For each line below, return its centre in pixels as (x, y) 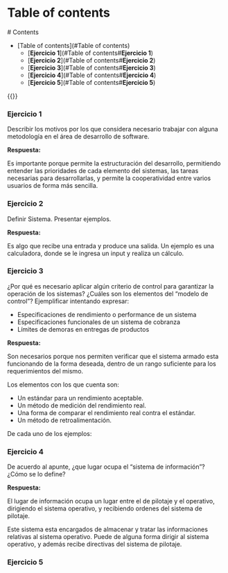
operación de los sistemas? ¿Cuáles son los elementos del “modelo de (108, 293)
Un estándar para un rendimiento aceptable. (80, 398)
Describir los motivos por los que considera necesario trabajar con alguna (113, 129)
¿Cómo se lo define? (36, 474)
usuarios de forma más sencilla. (53, 186)
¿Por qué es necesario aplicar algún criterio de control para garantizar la (111, 286)
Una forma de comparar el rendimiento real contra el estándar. (106, 412)
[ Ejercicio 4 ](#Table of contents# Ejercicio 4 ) (92, 75)
